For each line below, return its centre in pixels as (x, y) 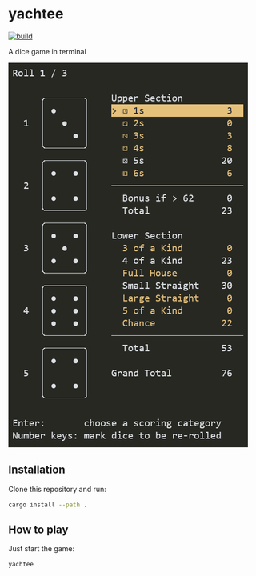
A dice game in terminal (47, 51)
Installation (37, 470)
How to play (38, 530)
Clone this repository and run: (57, 489)
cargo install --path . (48, 505)
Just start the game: (41, 549)
